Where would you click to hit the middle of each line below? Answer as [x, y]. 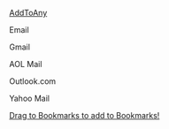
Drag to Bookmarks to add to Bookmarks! [84, 115]
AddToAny [28, 13]
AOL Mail [26, 64]
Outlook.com [33, 81]
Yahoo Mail [30, 98]
